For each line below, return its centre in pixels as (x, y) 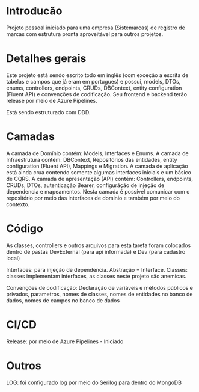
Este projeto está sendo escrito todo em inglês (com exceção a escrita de (97, 75)
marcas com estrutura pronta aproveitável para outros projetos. (85, 34)
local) (13, 258)
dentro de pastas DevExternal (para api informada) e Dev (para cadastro (96, 251)
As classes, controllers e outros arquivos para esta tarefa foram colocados (99, 245)
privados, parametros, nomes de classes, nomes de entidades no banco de (100, 294)
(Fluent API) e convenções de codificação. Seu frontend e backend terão (97, 94)
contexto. (18, 204)
